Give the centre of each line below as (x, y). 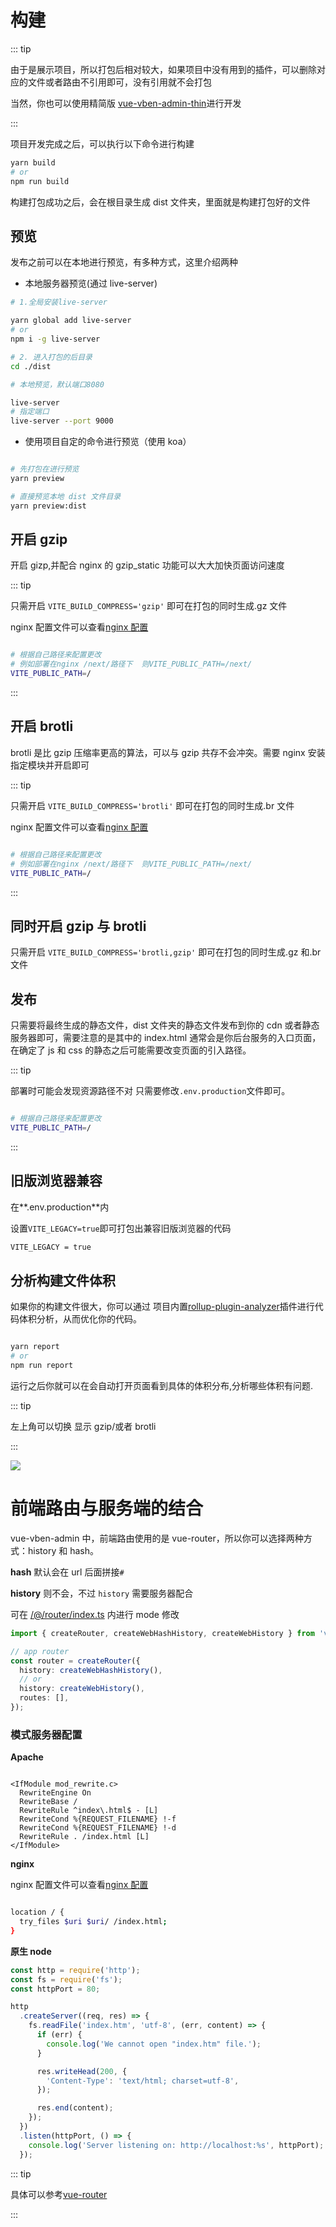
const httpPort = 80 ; (55, 1989)
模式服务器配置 (46, 1734)
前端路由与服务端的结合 (107, 1508)
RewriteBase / (48, 1802)
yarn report (35, 1347)
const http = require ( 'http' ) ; (75, 1970)
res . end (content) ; (75, 2108)
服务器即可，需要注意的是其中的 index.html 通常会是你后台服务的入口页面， (166, 1038)
